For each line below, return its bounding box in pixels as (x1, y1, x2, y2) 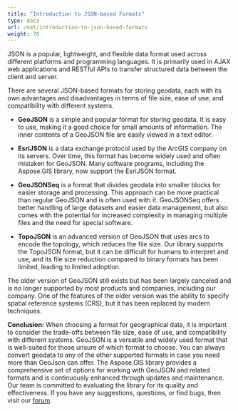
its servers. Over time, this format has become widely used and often (17, 152, 221, 160)
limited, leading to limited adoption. (17, 263, 121, 271)
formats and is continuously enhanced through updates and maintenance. (7, 373, 224, 382)
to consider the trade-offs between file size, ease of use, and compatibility (7, 328, 227, 337)
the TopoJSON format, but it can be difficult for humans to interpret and (17, 247, 229, 256)
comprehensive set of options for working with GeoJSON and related (7, 366, 210, 375)
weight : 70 (7, 30, 40, 38)
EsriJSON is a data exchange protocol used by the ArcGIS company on (17, 144, 227, 153)
